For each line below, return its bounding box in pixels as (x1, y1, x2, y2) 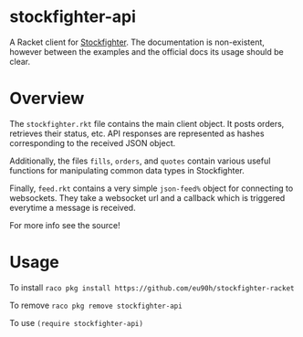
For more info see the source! (9, 219, 120, 230)
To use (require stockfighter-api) (9, 317, 144, 328)
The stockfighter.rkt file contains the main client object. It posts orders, (9, 118, 285, 129)
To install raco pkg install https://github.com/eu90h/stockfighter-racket (9, 281, 295, 293)
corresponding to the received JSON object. (9, 137, 176, 148)
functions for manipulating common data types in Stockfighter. (9, 164, 245, 175)
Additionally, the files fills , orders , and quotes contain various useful (9, 155, 271, 166)
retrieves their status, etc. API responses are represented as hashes (9, 128, 265, 139)
